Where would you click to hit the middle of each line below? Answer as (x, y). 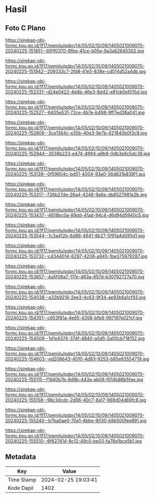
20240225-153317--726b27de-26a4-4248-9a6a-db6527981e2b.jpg (76, 195)
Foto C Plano (25, 28)
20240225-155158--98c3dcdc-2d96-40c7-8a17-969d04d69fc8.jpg (76, 400)
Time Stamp (22, 480)
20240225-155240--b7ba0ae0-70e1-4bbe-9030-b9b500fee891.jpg (76, 420)
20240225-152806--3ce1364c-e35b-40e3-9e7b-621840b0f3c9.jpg (76, 133)
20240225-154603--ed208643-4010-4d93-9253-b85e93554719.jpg (77, 359)
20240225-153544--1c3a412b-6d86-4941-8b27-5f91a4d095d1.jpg (75, 236)
